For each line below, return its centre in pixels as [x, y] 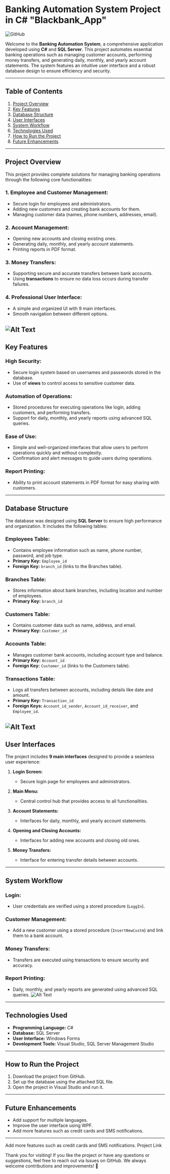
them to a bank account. [38, 936]
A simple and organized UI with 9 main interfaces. [65, 308]
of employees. [28, 596]
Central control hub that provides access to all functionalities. [84, 801]
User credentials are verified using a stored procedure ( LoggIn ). [79, 906]
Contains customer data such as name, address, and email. [74, 625]
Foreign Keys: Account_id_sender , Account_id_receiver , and [75, 706]
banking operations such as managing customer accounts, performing [79, 55]
